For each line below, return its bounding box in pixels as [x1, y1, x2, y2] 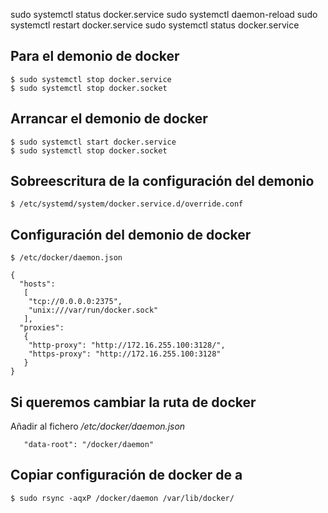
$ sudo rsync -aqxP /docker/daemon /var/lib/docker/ [10, 493, 235, 503]
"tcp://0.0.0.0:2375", [28, 297, 123, 307]
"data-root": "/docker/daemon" [23, 440, 155, 450]
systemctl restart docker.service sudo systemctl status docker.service [10, 19, 300, 31]
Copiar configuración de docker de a [10, 467, 243, 484]
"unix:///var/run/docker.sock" [28, 305, 159, 316]
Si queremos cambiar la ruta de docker [10, 394, 257, 411]
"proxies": [19, 323, 65, 333]
